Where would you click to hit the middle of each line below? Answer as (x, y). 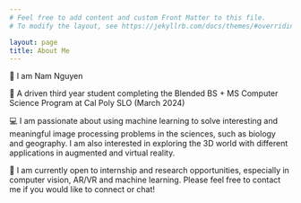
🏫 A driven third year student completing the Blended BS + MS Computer (144, 93)
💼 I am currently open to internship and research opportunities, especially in (149, 171)
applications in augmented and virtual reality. (92, 153)
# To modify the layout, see (64, 26)
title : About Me (39, 50)
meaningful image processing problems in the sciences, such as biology (142, 134)
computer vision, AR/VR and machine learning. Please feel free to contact (145, 180)
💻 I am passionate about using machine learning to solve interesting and (144, 121)
